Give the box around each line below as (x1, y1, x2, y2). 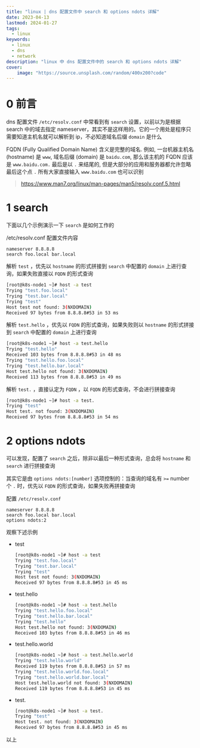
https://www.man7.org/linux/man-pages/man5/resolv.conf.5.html (20, 180, 180, 187)
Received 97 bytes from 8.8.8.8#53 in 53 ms (6, 310, 119, 316)
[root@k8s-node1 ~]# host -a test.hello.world (14, 652, 133, 658)
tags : (6, 25, 20, 32)
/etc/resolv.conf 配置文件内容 (6, 234, 79, 242)
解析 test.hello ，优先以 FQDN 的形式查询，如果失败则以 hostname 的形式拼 (6, 321, 189, 328)
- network (11, 53, 36, 59)
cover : (6, 64, 23, 70)
